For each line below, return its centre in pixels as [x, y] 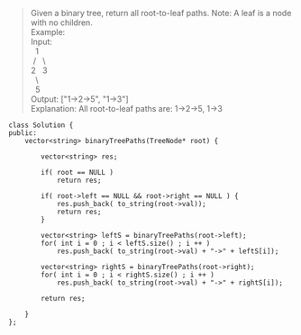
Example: [48, 32]
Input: [41, 41]
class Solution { [41, 125]
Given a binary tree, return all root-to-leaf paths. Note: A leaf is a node [161, 13]
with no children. [62, 23]
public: [23, 133]
